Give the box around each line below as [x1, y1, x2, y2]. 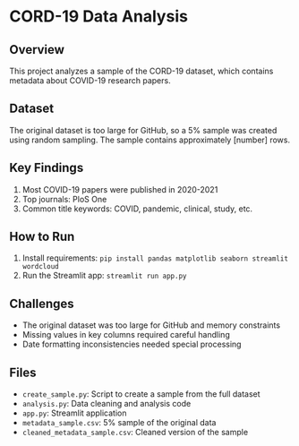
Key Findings [9, 160, 84, 176]
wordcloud [21, 262, 60, 271]
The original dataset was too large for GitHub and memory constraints [21, 320, 280, 330]
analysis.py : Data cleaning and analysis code [21, 399, 192, 409]
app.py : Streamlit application [21, 407, 127, 418]
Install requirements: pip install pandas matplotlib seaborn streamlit [21, 253, 289, 263]
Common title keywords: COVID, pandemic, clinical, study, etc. [21, 203, 253, 214]
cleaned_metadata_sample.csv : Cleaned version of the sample [21, 427, 249, 438]
